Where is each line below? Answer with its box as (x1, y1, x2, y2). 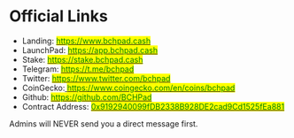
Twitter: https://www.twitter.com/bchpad (21, 73, 171, 83)
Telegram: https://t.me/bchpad (21, 64, 135, 74)
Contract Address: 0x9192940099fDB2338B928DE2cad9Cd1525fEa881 (21, 101, 285, 111)
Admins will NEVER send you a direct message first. (9, 118, 198, 129)
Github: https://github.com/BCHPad (21, 91, 152, 103)
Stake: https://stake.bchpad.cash (21, 54, 143, 65)
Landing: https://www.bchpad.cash (21, 35, 151, 46)
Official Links (9, 6, 108, 27)
